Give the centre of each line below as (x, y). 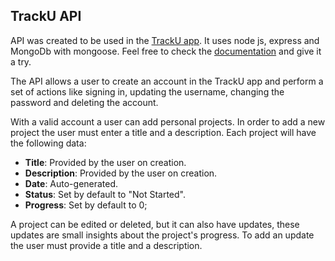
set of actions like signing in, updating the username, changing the (147, 91)
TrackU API (46, 16)
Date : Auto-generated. (71, 183)
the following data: (48, 143)
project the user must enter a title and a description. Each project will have (163, 132)
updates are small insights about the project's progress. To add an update (162, 235)
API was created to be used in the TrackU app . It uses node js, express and (165, 40)
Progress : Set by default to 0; (86, 205)
